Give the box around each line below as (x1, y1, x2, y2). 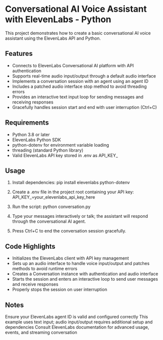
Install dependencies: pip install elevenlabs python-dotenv (12, 180, 130, 185)
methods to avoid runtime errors (12, 266, 77, 272)
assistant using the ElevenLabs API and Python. (5, 35, 101, 41)
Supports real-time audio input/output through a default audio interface (12, 73, 156, 79)
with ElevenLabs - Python (5, 14, 112, 25)
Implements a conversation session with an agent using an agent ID (12, 78, 149, 84)
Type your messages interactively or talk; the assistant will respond (12, 213, 148, 219)
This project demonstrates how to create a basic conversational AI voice (5, 30, 151, 36)
